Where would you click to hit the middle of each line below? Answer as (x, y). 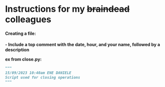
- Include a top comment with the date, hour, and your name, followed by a (82, 45)
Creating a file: (20, 33)
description (17, 50)
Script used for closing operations (43, 78)
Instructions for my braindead (67, 9)
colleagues (28, 19)
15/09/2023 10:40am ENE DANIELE (38, 73)
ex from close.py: (23, 59)
